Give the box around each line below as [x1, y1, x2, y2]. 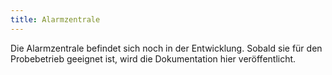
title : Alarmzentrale [10, 14, 101, 25]
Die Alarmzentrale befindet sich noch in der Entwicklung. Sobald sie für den [10, 42, 323, 54]
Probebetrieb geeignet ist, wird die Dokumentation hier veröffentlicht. [10, 52, 297, 65]
